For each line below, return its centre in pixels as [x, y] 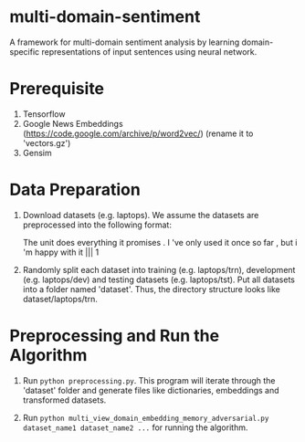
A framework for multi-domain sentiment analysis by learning [125, 42]
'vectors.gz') [47, 142]
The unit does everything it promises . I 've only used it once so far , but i [160, 242]
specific [25, 51]
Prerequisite [57, 89]
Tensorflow [44, 114]
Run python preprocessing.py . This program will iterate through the [149, 380]
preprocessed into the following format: [97, 225]
